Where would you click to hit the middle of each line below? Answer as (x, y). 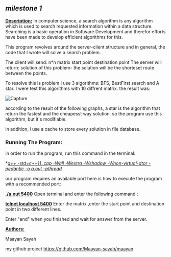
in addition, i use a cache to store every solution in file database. (73, 129)
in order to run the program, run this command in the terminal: (70, 153)
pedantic (15, 169)
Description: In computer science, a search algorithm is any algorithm (79, 20)
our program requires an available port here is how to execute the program (84, 179)
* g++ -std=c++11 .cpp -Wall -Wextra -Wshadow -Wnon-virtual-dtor (76, 163)
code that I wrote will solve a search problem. (53, 52)
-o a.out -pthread (44, 169)
